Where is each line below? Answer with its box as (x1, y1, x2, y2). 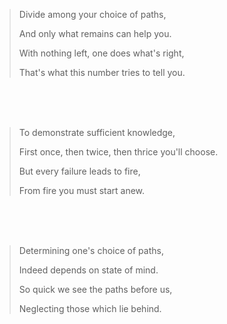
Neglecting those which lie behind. (18, 303, 162, 314)
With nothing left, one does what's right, (18, 47, 185, 59)
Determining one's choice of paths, (18, 245, 164, 256)
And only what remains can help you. (18, 28, 172, 39)
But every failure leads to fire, (18, 165, 141, 177)
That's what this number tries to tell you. (18, 67, 186, 78)
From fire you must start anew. (18, 185, 146, 196)
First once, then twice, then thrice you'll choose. (18, 146, 219, 158)
